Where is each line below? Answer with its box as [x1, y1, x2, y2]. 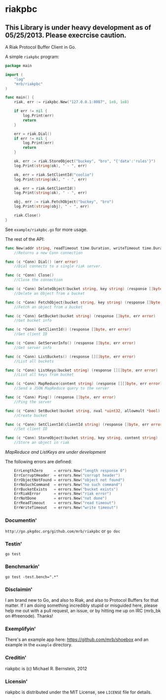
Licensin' [5, 678, 28, 685]
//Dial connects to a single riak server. [14, 264, 103, 269]
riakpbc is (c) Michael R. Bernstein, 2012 [5, 665, 87, 671]
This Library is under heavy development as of [5, 23, 152, 32]
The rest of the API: [5, 236, 45, 242]
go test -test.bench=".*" [5, 574, 58, 580]
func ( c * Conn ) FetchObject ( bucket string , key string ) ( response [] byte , [5, 300, 163, 305]
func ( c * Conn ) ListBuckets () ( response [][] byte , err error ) [5, 354, 136, 359]
